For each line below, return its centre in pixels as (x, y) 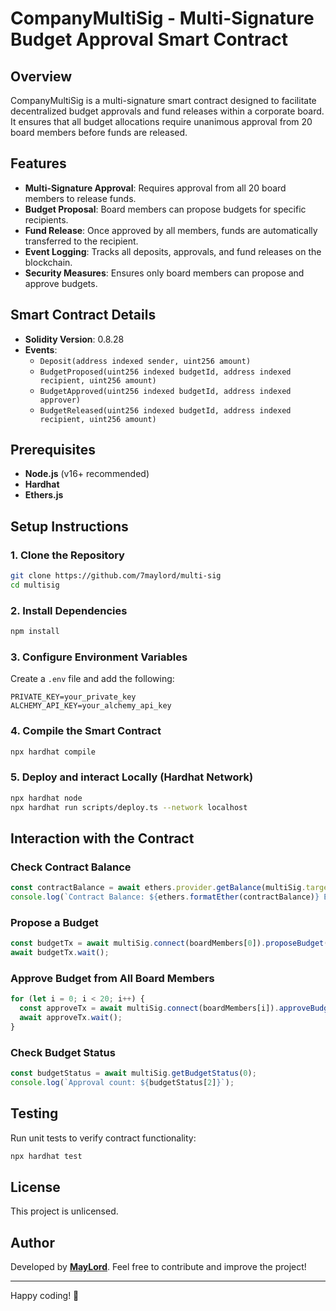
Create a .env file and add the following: (92, 679)
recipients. (46, 219)
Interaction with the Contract (102, 838)
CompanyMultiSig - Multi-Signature (162, 18)
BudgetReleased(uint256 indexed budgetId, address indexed (165, 410)
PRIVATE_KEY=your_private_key (73, 697)
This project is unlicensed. (64, 1211)
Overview (41, 76)
